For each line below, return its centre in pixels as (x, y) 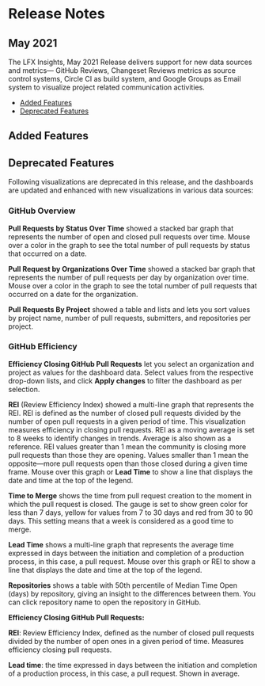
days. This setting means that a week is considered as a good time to (121, 520)
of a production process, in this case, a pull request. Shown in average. (124, 673)
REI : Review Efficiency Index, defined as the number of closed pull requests (131, 633)
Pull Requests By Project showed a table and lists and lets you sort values (129, 309)
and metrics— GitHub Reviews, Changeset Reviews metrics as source (122, 71)
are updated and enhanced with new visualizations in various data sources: (131, 190)
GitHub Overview (42, 211)
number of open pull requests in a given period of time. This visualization (127, 421)
